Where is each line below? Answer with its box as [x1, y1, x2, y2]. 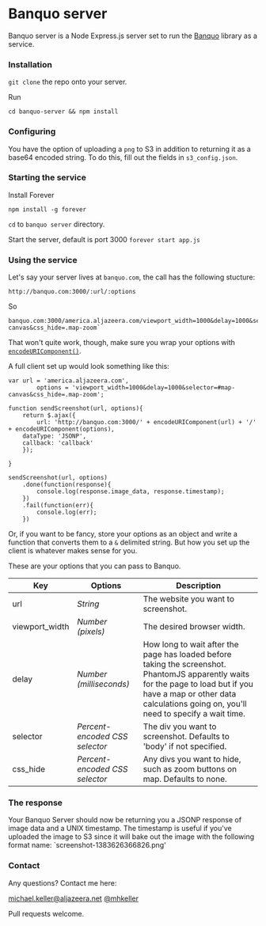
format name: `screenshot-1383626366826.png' [8, 841, 166, 850]
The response [8, 797, 63, 808]
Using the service [8, 254, 78, 265]
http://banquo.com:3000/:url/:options [8, 288, 136, 296]
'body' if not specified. [142, 741, 227, 752]
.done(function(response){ [22, 480, 112, 489]
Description [175, 580, 222, 591]
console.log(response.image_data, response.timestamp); [36, 488, 225, 495]
